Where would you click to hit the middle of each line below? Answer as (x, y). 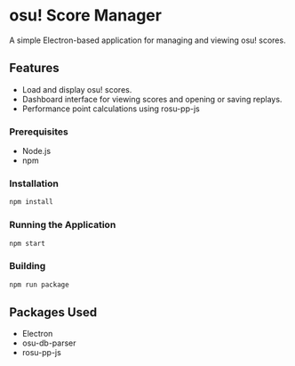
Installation (34, 183)
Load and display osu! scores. (77, 89)
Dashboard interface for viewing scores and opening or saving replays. (152, 99)
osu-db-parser (49, 343)
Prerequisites (39, 132)
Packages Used (53, 312)
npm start (28, 243)
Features (34, 68)
